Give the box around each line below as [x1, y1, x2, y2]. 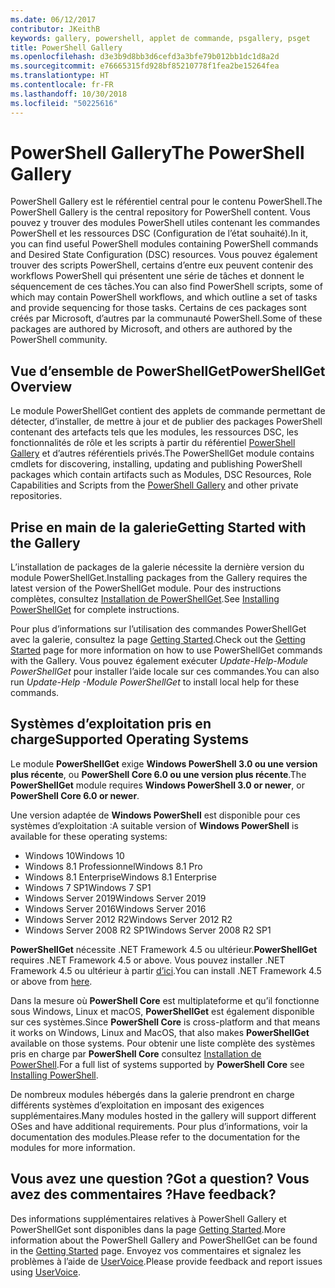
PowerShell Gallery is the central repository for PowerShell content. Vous [10, 206, 311, 218]
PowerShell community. [10, 334, 108, 346]
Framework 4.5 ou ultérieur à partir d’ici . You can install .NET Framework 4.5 [10, 964, 322, 976]
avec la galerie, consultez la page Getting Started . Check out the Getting [10, 634, 306, 646]
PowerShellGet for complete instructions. [10, 604, 180, 616]
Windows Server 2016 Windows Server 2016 [24, 902, 207, 915]
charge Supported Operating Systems [10, 731, 249, 748]
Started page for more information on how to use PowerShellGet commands [10, 644, 323, 656]
